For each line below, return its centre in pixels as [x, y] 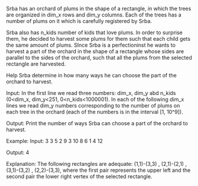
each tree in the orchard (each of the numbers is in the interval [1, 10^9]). [95, 112]
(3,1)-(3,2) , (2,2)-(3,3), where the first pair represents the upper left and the [98, 170]
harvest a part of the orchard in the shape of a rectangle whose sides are [95, 51]
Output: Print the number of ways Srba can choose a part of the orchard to [97, 123]
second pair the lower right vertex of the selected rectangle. [79, 176]
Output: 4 [18, 152]
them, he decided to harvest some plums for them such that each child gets [98, 39]
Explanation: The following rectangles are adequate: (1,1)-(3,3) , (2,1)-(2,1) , [97, 164]
